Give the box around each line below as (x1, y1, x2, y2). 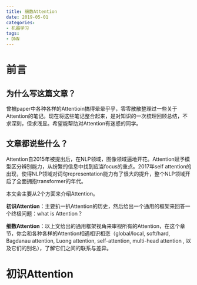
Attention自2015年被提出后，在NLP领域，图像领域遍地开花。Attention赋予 (6, 155, 185, 163)
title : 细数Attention (6, 8, 58, 15)
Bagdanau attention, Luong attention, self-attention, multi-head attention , (6, 237, 185, 244)
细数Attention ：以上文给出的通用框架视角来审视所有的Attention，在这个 (6, 222, 181, 230)
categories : (6, 19, 35, 25)
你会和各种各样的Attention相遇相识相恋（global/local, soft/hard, (16, 230, 171, 237)
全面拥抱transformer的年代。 (16, 177, 86, 184)
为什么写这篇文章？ (6, 88, 76, 98)
